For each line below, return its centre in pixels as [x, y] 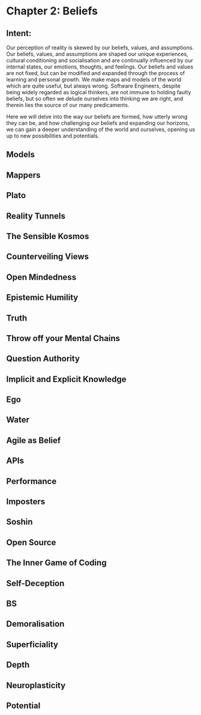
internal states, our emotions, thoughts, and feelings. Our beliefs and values [100, 67]
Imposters [26, 502]
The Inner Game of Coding [56, 563]
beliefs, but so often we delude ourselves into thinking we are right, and [95, 98]
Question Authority [43, 359]
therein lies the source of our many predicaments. [68, 105]
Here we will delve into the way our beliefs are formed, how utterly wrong [97, 116]
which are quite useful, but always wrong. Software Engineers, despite [94, 86]
